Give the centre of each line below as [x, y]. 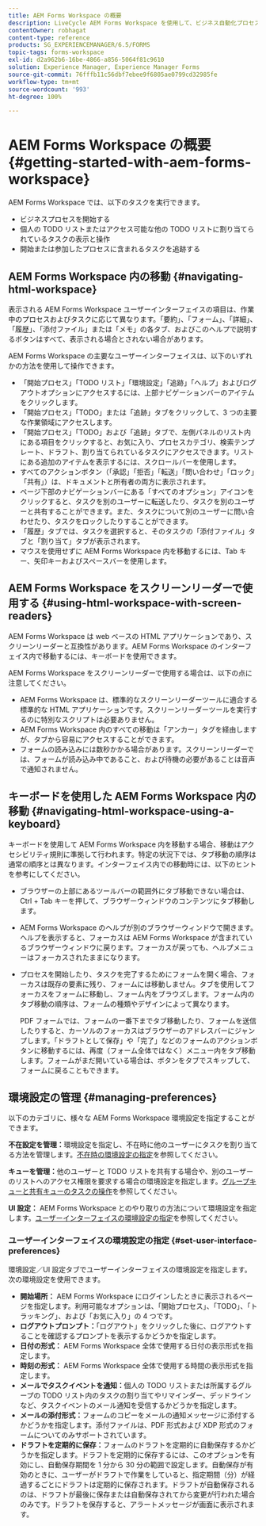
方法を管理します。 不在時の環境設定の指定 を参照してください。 [118, 1155]
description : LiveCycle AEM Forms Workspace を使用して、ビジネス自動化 [123, 23]
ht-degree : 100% [35, 97]
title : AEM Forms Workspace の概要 [65, 15]
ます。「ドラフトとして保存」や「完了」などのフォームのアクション [142, 1040]
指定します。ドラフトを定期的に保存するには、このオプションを [144, 1455]
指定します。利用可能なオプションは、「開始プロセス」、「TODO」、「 [142, 1306]
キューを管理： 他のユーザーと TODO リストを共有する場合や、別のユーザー [131, 1172]
